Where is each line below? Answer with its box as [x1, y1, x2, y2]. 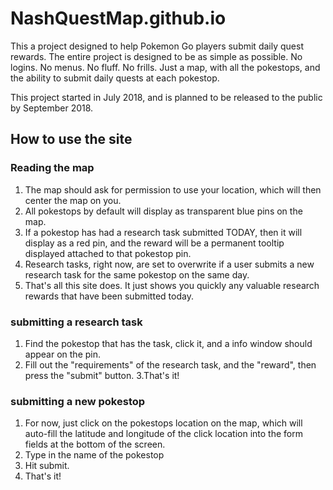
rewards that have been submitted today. [24, 290, 194, 302]
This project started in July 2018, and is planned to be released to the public [10, 91, 323, 103]
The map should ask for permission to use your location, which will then [24, 183, 322, 196]
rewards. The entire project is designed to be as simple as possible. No [10, 50, 303, 62]
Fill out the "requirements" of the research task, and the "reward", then [24, 358, 317, 371]
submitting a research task [10, 315, 143, 329]
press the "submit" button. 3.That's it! [24, 369, 180, 381]
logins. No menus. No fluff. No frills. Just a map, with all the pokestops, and [10, 61, 321, 73]
